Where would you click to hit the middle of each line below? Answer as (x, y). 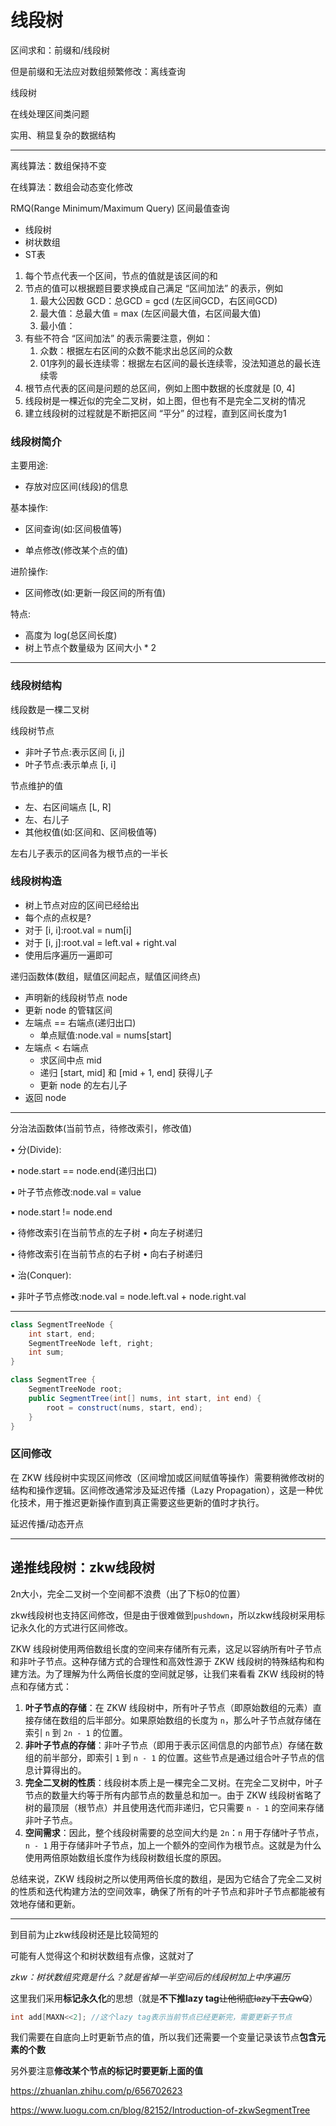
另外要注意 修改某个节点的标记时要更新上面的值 (106, 2071)
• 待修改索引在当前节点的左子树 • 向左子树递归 (106, 1232)
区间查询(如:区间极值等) (73, 529)
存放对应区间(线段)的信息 (76, 487)
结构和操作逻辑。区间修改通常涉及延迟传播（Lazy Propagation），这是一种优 (167, 1490)
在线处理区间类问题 (50, 113)
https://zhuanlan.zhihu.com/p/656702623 (96, 2091)
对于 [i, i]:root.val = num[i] (78, 930)
